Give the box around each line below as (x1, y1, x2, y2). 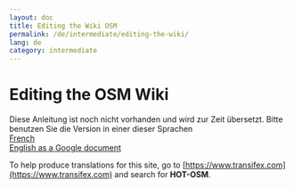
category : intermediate (9, 46, 98, 55)
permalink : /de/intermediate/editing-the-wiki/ (9, 29, 190, 38)
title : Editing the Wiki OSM (9, 21, 118, 30)
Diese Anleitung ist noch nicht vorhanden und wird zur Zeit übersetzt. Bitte (9, 114, 283, 125)
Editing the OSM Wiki (9, 85, 169, 105)
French (9, 133, 36, 143)
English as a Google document (9, 143, 122, 153)
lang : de (9, 37, 42, 47)
